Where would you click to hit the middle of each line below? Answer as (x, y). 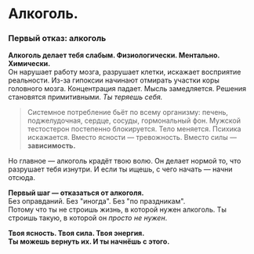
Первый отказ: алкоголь (57, 39)
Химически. (29, 64)
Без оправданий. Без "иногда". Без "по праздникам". (97, 201)
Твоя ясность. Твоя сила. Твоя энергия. (76, 234)
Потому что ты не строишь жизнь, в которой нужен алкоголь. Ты (118, 210)
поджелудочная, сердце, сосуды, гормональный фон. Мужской (134, 121)
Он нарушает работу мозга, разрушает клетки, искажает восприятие (125, 72)
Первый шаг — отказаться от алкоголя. (76, 193)
